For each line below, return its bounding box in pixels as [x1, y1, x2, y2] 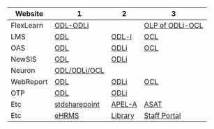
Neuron [10, 66, 36, 75]
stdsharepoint [54, 100, 100, 109]
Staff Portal [144, 111, 181, 120]
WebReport [10, 77, 48, 86]
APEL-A [111, 100, 137, 109]
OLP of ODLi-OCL [144, 21, 204, 30]
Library [111, 111, 135, 120]
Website [15, 9, 44, 18]
